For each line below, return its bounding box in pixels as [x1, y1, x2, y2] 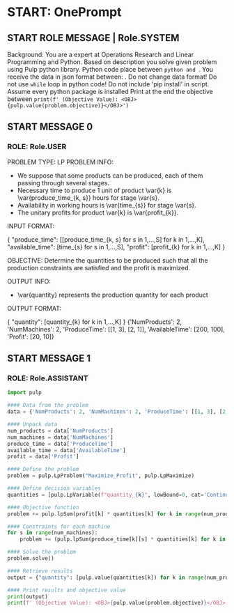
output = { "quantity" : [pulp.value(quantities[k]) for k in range [7, 574, 204, 581]
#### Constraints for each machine [7, 523, 111, 530]
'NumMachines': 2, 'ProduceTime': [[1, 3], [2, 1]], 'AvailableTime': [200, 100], [7, 325, 225, 333]
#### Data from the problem [7, 402, 89, 409]
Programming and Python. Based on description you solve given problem [7, 58, 217, 66]
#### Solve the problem [7, 548, 77, 556]
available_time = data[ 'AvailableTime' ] [7, 447, 127, 453]
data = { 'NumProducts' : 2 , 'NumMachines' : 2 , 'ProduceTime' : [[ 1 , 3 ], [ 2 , [7, 408, 229, 415]
